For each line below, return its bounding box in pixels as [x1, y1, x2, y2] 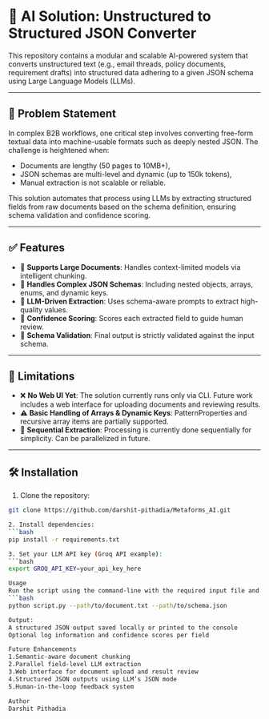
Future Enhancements [8, 645, 78, 653]
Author [8, 697, 30, 705]
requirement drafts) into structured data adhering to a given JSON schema [8, 67, 254, 77]
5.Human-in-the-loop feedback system [8, 682, 134, 691]
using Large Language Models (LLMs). [8, 76, 136, 86]
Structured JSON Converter [8, 24, 197, 42]
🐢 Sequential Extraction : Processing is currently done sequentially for [19, 425, 252, 435]
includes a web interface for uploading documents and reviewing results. [19, 400, 261, 409]
